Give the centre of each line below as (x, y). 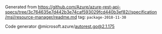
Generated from (21, 7)
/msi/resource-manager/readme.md (41, 17)
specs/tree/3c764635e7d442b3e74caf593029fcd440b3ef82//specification (81, 12)
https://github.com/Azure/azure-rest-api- (79, 7)
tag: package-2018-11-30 (102, 17)
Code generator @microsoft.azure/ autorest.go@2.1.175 (60, 26)
